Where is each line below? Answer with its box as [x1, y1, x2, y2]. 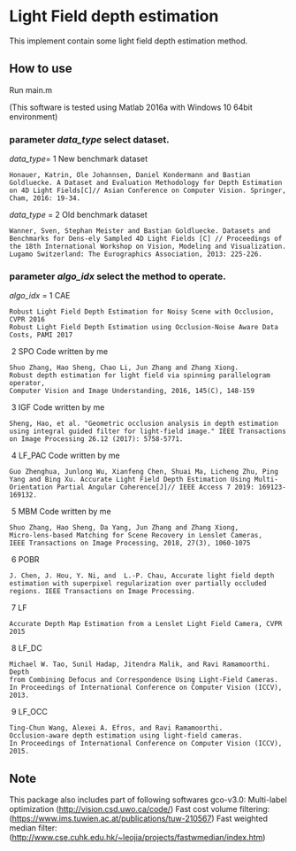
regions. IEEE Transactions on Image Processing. [9, 587, 196, 596]
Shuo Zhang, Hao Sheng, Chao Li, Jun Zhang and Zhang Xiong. [9, 363, 239, 373]
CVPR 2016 [9, 315, 46, 324]
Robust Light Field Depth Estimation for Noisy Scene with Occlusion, [9, 307, 275, 316]
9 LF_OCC [11, 707, 49, 717]
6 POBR [11, 554, 40, 565]
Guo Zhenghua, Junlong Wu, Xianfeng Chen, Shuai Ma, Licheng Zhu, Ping [9, 468, 278, 476]
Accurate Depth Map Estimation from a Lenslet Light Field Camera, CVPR [9, 620, 283, 629]
